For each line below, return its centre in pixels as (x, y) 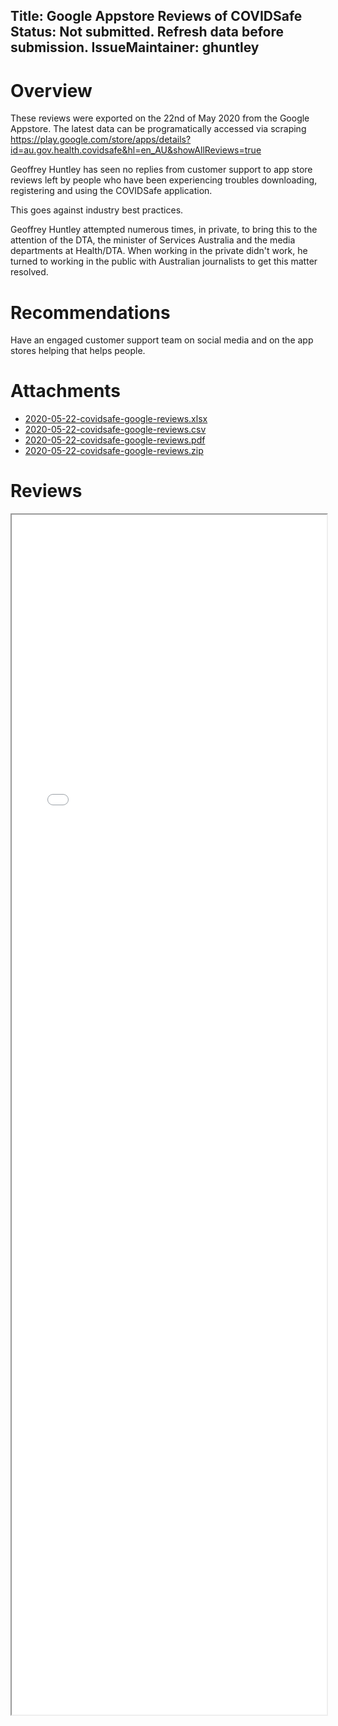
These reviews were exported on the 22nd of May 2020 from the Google (160, 118)
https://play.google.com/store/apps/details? (101, 140)
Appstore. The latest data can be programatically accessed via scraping (158, 129)
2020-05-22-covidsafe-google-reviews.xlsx (116, 419)
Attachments (66, 391)
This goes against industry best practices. (97, 210)
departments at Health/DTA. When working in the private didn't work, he (159, 251)
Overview (51, 90)
